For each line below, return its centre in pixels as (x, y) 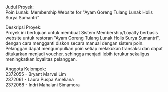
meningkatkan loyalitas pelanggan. (41, 59)
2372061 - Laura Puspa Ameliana (40, 80)
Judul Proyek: (20, 7)
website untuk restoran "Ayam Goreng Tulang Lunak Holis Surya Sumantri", (83, 38)
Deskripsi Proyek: (23, 27)
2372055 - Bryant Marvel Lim (36, 74)
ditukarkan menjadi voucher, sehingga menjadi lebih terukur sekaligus (77, 54)
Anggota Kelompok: (26, 69)
